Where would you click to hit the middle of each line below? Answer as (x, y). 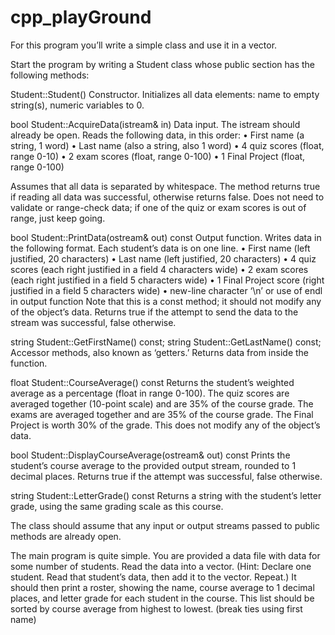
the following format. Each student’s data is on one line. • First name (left (160, 248)
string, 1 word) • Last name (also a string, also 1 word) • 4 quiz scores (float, (167, 145)
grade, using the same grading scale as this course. (117, 506)
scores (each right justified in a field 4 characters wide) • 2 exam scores (159, 269)
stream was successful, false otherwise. (93, 322)
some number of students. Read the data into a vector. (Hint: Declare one (161, 566)
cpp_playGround (81, 17)
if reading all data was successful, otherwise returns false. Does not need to (167, 197)
